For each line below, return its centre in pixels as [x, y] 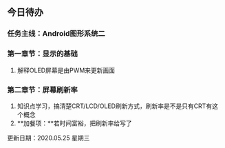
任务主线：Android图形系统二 [56, 34]
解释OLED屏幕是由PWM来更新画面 [66, 70]
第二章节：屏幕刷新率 [42, 89]
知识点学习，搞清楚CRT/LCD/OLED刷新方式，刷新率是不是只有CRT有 [115, 106]
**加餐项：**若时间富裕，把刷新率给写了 [74, 123]
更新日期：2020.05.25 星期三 [49, 138]
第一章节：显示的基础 [42, 54]
